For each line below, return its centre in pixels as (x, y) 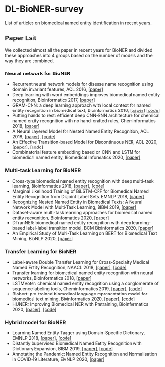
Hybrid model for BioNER (35, 322)
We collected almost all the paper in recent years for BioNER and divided (79, 50)
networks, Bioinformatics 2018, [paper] (52, 278)
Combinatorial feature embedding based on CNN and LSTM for (76, 152)
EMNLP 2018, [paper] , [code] (42, 338)
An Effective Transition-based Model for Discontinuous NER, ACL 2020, (85, 142)
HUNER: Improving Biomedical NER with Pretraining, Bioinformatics (80, 304)
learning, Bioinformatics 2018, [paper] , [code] (58, 186)
